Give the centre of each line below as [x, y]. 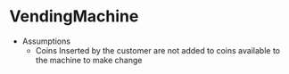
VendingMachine [74, 16]
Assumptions [46, 41]
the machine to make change [89, 60]
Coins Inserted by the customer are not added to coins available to [158, 50]
